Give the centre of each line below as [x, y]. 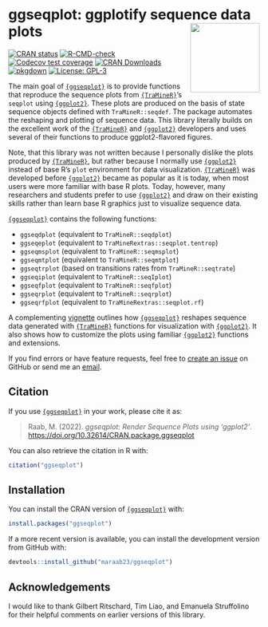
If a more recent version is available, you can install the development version [134, 539]
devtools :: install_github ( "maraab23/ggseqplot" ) [91, 562]
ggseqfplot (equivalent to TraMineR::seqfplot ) [96, 285]
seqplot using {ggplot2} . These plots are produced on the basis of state [127, 103]
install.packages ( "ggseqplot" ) [60, 524]
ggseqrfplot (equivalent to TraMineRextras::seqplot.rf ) [112, 302]
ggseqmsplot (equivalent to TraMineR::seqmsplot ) [99, 251]
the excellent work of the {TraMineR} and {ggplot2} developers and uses [127, 128]
